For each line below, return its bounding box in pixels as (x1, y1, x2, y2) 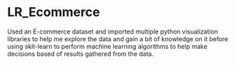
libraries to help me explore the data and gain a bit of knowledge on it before (7, 34, 229, 43)
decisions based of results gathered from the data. (7, 50, 154, 58)
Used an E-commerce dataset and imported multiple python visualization (7, 27, 219, 36)
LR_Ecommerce (7, 4, 100, 20)
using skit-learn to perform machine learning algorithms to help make (7, 42, 208, 50)
